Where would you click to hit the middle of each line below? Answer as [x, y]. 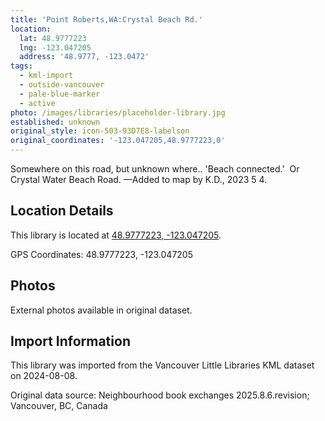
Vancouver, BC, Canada [59, 406]
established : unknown [55, 122]
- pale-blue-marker [60, 94]
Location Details [62, 211]
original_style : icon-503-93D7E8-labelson [100, 131]
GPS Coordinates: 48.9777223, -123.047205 [102, 254]
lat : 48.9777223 [53, 38]
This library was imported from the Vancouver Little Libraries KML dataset [162, 365]
